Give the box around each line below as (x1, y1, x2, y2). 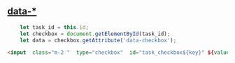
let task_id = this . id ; (20, 24, 90, 30)
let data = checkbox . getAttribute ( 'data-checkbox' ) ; (20, 37, 177, 44)
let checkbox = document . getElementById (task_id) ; (20, 30, 171, 37)
